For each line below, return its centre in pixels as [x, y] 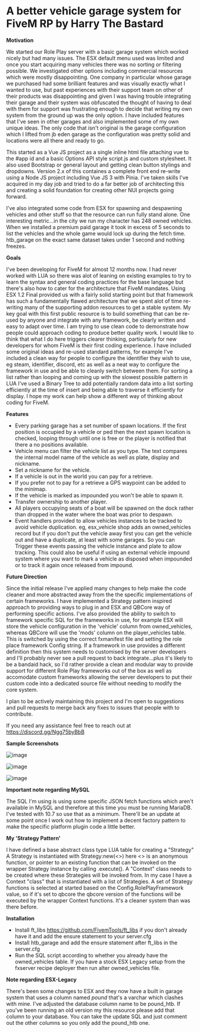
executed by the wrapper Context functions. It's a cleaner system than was [98, 900]
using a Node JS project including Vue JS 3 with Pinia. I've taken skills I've [97, 177]
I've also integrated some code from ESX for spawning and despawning [94, 208]
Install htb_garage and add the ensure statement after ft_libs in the [96, 942]
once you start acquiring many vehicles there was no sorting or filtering [94, 64]
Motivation [20, 40]
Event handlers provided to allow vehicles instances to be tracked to [99, 520]
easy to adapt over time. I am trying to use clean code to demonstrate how [98, 326]
